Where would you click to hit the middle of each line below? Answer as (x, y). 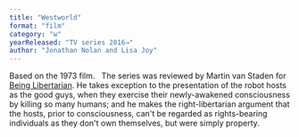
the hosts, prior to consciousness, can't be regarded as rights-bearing (138, 114)
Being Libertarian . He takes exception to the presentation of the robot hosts (148, 85)
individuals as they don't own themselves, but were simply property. (135, 123)
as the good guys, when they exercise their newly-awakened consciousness (149, 95)
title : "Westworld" (46, 17)
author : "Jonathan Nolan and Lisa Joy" (83, 51)
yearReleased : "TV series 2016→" (71, 42)
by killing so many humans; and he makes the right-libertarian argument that (149, 104)
